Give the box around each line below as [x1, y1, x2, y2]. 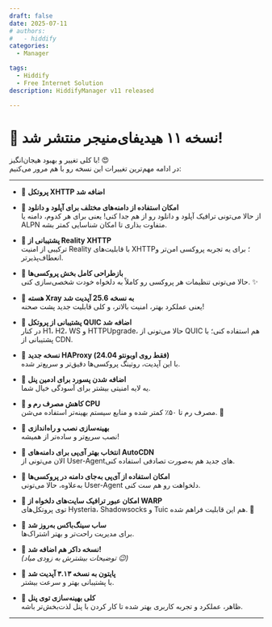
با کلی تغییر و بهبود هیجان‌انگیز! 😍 [9, 155, 110, 165]
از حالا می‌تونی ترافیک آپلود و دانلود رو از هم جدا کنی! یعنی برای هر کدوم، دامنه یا [20, 211, 262, 221]
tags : [9, 64, 27, 73]
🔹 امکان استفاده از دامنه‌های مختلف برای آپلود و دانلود [20, 203, 179, 213]
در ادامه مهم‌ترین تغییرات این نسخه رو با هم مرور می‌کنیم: [9, 163, 182, 174]
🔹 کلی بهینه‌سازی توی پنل [20, 593, 96, 603]
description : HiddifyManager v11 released [9, 87, 154, 95]
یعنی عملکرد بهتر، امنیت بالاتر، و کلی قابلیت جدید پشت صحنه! [20, 302, 205, 311]
